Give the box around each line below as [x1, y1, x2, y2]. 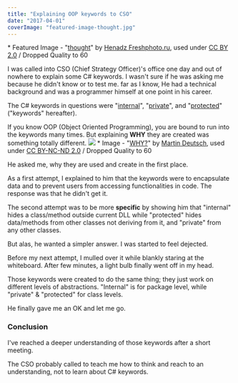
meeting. [7, 346, 34, 354]
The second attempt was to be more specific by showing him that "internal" [7, 203, 232, 212]
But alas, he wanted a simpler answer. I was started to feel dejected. [7, 240, 209, 249]
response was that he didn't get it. [7, 189, 109, 198]
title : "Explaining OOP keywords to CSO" [7, 10, 133, 18]
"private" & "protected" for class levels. [7, 290, 124, 299]
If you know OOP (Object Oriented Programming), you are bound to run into [7, 123, 230, 131]
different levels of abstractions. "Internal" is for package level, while [7, 283, 207, 292]
